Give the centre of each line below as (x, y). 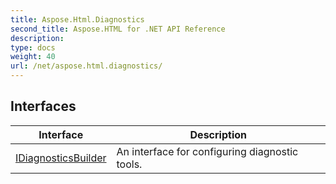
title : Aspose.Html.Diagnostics (77, 19)
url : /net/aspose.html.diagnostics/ (86, 66)
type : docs (33, 47)
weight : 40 (33, 57)
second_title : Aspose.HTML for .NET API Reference (118, 29)
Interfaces (43, 106)
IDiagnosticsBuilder (61, 158)
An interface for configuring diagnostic (207, 151)
